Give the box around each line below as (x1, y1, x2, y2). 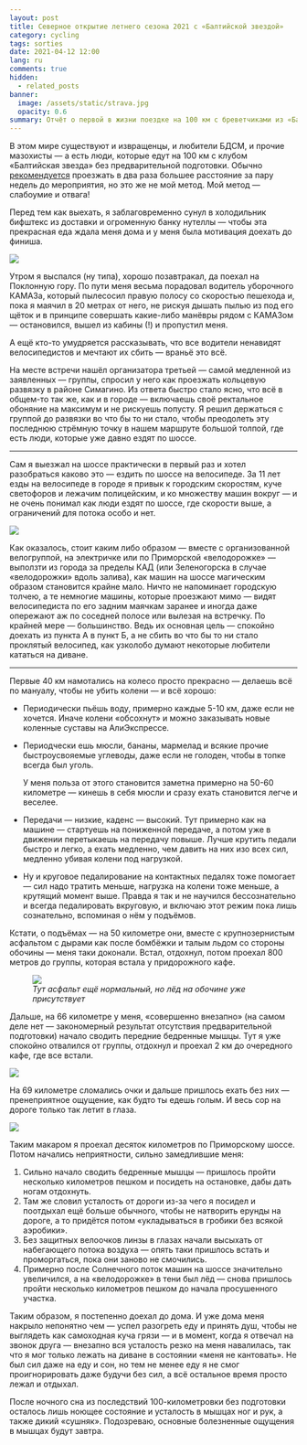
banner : (9, 90, 39, 99)
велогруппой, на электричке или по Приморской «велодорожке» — (9, 552, 276, 563)
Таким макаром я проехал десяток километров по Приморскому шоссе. (9, 1140, 295, 1151)
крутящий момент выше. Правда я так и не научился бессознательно (22, 891, 297, 902)
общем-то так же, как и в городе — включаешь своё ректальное (9, 394, 264, 405)
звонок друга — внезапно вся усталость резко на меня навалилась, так (9, 1340, 291, 1351)
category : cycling (9, 30, 79, 39)
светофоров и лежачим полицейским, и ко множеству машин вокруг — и (9, 488, 298, 499)
